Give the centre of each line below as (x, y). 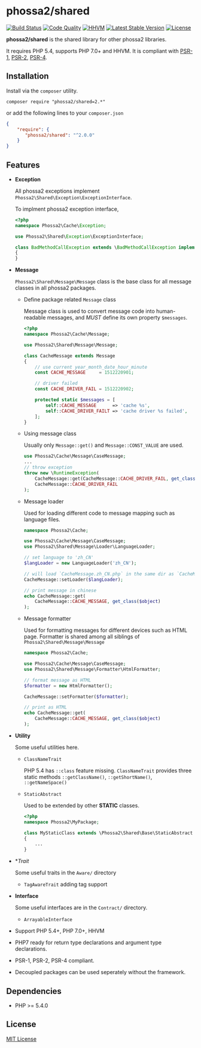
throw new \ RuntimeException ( (62, 473)
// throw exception (48, 468)
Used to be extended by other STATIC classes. (81, 805)
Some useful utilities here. (47, 747)
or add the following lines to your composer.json (65, 113)
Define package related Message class (70, 300)
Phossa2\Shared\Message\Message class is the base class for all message (103, 282)
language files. (42, 519)
